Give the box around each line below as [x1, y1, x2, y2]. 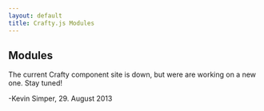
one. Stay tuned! [8, 78, 62, 88]
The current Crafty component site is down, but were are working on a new [8, 69, 257, 80]
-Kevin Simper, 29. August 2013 [8, 93, 113, 104]
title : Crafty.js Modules [8, 19, 94, 27]
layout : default [8, 11, 62, 20]
